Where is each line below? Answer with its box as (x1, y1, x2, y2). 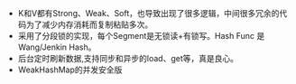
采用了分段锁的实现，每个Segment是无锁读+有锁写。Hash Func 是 (17, 31, 265, 41)
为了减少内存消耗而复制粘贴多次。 (25, 19, 153, 30)
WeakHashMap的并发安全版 (17, 64, 123, 75)
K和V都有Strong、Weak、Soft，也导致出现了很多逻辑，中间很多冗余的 (17, 8, 280, 18)
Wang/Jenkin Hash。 (17, 42, 97, 52)
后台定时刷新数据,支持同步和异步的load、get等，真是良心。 (17, 53, 239, 63)
